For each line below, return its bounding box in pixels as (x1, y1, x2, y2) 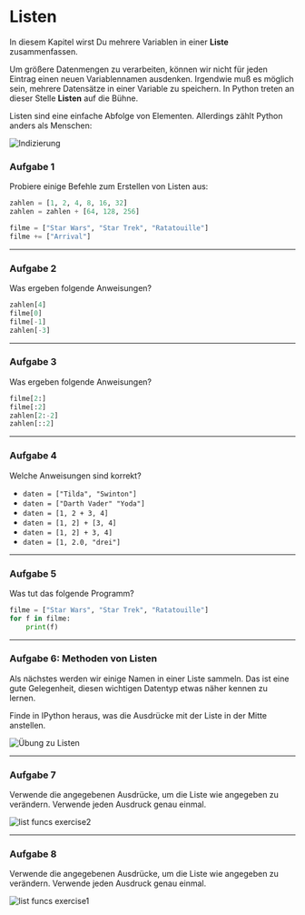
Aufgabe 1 (9, 160, 55, 173)
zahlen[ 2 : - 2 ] (9, 411, 59, 420)
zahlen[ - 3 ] (9, 326, 51, 335)
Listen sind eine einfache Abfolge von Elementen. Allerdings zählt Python (9, 110, 283, 121)
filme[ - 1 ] (9, 317, 47, 327)
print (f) (25, 622, 59, 631)
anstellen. (9, 719, 46, 730)
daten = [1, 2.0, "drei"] (22, 538, 121, 547)
